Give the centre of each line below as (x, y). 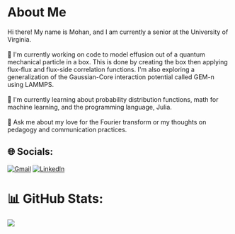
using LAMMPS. (31, 84)
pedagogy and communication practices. (67, 129)
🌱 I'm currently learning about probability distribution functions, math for (113, 99)
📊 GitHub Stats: (56, 198)
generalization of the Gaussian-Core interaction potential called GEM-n (111, 77)
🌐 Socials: (30, 152)
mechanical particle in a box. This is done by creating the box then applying (117, 62)
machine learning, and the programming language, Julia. (90, 107)
